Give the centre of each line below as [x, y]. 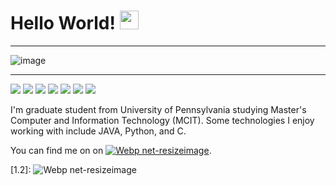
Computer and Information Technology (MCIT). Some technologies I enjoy [162, 120]
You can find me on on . [111, 150]
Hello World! [63, 23]
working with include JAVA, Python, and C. [98, 131]
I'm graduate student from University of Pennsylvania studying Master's [158, 109]
